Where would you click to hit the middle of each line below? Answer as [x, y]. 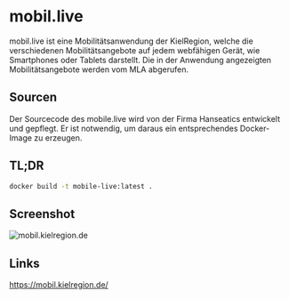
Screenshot [42, 214]
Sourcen [33, 97]
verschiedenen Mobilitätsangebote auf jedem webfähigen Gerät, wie [135, 50]
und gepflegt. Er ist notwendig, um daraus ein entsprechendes [124, 128]
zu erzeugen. [58, 137]
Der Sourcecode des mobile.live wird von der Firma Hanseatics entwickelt [145, 118]
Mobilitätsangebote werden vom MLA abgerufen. [99, 69]
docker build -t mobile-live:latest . [81, 186]
